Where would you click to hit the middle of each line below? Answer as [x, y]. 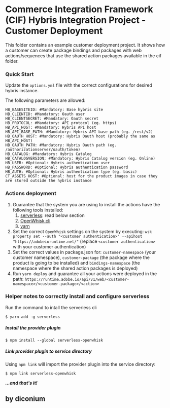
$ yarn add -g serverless [32, 317]
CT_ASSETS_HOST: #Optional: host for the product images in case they [81, 176]
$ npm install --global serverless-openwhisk [54, 340]
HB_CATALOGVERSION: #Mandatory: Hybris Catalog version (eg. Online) [80, 159]
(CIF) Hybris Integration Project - [76, 20]
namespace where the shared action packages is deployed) [75, 268]
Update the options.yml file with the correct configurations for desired [79, 85]
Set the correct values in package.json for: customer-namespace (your [84, 252]
